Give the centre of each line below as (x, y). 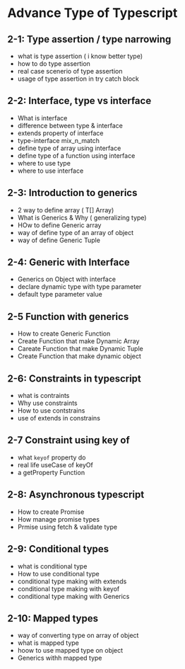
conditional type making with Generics (73, 596)
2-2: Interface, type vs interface (79, 101)
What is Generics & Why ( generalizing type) (82, 217)
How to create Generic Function (64, 333)
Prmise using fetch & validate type (67, 527)
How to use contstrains (51, 411)
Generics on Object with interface (67, 279)
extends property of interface (60, 133)
